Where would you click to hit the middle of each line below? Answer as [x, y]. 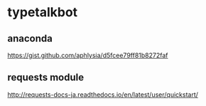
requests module [45, 77]
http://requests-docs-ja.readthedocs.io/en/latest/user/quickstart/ [103, 94]
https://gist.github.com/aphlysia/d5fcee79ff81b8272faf [88, 55]
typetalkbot [43, 12]
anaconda [30, 39]
